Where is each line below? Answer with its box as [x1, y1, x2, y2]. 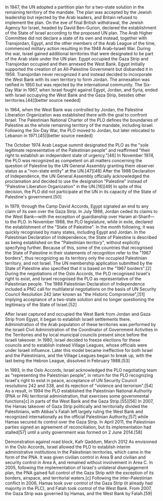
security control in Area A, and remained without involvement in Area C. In [5, 460, 153, 465]
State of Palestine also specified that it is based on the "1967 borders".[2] [5, 266, 152, 271]
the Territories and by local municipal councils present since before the [5, 332, 147, 338]
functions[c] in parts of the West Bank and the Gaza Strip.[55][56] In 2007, [5, 398, 154, 404]
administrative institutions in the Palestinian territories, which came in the [5, 449, 151, 455]
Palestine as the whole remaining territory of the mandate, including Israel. [5, 122, 154, 128]
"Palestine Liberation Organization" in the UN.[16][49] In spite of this [5, 184, 142, 189]
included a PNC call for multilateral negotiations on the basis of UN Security [5, 286, 157, 292]
